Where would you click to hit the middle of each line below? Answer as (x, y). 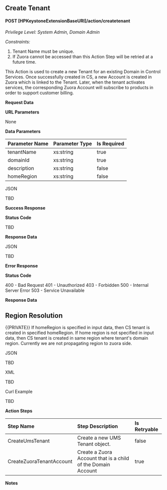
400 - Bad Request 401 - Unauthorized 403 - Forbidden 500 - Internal (77, 285)
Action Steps (19, 411)
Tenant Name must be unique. (43, 51)
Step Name (21, 426)
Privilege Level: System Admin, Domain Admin (52, 32)
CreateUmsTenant (29, 441)
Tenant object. (94, 444)
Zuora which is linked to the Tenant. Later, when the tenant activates (75, 82)
